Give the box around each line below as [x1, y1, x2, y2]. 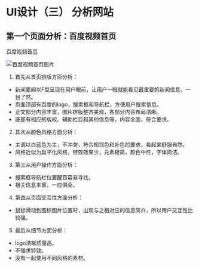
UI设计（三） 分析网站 [6, 5, 114, 19]
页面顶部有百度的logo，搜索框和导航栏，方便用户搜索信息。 [14, 101, 163, 108]
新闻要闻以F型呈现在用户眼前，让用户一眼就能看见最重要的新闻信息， [14, 86, 186, 93]
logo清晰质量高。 [14, 240, 58, 246]
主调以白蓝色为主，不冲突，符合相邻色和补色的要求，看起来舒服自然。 [14, 141, 188, 148]
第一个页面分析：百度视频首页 [6, 31, 117, 41]
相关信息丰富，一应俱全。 [14, 181, 78, 188]
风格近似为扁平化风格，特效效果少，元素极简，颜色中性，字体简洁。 [14, 148, 183, 156]
